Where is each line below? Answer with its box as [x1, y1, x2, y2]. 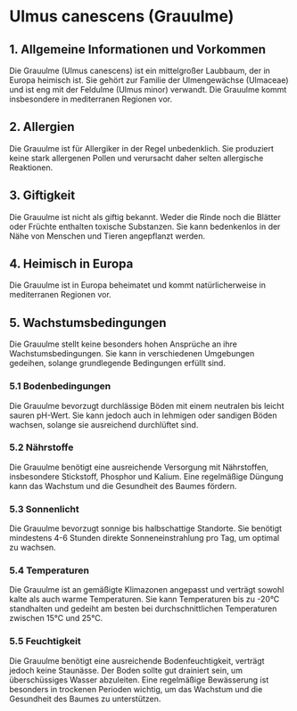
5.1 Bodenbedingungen [9, 380, 111, 393]
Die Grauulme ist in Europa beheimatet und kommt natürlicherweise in [9, 280, 266, 290]
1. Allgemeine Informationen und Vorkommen [9, 42, 266, 57]
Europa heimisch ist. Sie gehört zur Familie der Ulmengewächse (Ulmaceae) [9, 75, 289, 86]
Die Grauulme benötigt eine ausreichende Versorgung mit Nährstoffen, [9, 462, 269, 472]
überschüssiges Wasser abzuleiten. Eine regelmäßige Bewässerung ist [9, 674, 269, 685]
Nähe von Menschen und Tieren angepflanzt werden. [9, 230, 206, 241]
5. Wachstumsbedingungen [9, 315, 167, 331]
